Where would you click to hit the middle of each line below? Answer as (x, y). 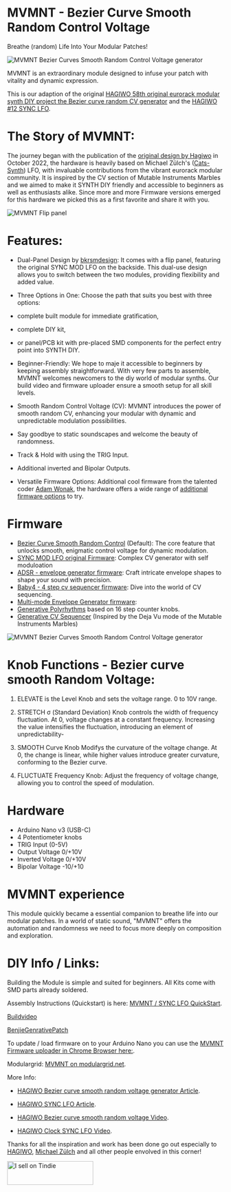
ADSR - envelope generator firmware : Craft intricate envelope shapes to (119, 572)
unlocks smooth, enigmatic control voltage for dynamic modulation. (112, 550)
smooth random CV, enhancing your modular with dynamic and (107, 413)
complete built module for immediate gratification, (88, 316)
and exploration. (30, 935)
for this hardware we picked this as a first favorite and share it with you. (108, 199)
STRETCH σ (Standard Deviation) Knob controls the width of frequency (118, 712)
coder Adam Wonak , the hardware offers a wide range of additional (112, 488)
